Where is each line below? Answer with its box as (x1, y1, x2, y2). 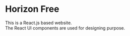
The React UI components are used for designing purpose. (5, 25, 126, 31)
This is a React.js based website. (5, 20, 72, 26)
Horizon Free (5, 3, 60, 15)
